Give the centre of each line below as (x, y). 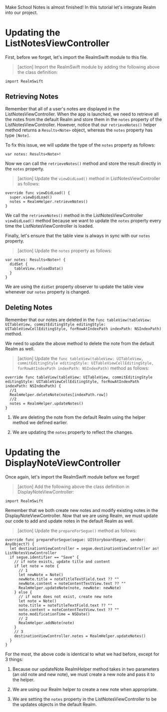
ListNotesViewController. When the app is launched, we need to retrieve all (82, 114)
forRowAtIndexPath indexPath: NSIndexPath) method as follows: (83, 368)
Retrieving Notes (32, 97)
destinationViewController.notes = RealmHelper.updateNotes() (80, 636)
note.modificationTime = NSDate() (54, 614)
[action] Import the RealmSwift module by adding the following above (88, 66)
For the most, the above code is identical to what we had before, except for (82, 654)
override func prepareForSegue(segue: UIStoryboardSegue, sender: (76, 539)
